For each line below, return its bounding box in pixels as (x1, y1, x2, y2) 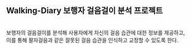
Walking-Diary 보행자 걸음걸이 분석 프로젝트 (6, 5, 163, 16)
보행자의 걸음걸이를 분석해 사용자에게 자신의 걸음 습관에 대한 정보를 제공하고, (6, 29, 186, 36)
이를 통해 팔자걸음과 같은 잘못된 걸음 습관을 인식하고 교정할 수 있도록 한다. (6, 36, 178, 44)
